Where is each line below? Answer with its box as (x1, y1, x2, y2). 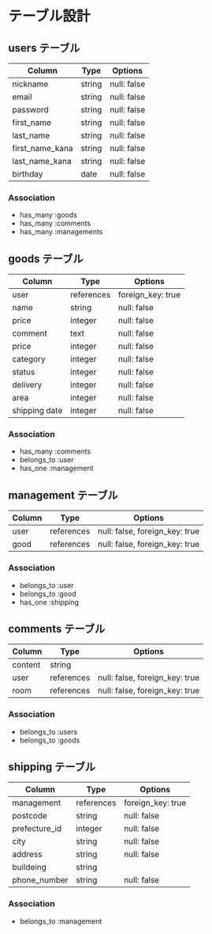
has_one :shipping (19, 597, 79, 606)
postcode (12, 811, 47, 822)
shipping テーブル (8, 761, 96, 774)
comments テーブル (8, 622, 106, 636)
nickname (12, 78, 49, 89)
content (12, 659, 41, 670)
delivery (12, 379, 43, 390)
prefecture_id (12, 823, 62, 834)
